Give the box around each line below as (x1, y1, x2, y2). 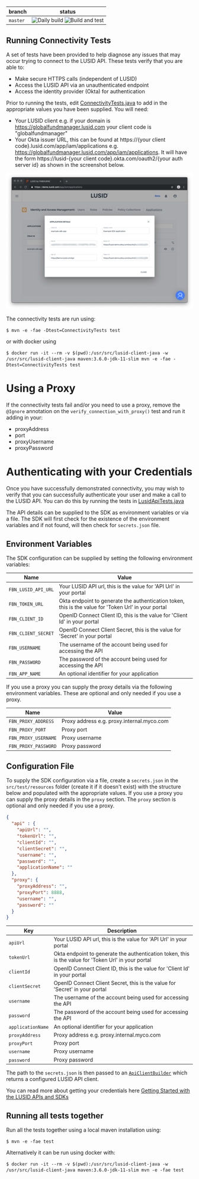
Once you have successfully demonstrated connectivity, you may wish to (6, 485, 185, 492)
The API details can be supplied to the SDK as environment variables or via (6, 509, 189, 516)
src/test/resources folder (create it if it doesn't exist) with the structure (6, 783, 181, 790)
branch (8, 8, 27, 15)
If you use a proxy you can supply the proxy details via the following (6, 683, 172, 690)
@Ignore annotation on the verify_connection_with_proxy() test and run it (6, 408, 185, 415)
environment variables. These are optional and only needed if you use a (6, 689, 181, 696)
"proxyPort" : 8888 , (17, 889, 65, 895)
